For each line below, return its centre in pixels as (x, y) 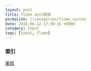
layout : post (19, 10)
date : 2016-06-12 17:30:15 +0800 (40, 24)
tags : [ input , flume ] (28, 33)
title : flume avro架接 (28, 14)
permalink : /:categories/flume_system (45, 19)
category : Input (22, 28)
